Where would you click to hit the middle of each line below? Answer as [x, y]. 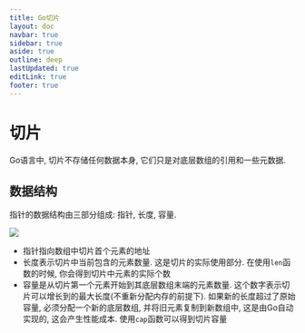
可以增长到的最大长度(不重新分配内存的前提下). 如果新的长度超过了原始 [163, 297]
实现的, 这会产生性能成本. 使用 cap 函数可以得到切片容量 [125, 319]
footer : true [34, 85]
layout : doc [32, 26]
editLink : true [38, 77]
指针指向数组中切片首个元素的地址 [86, 251]
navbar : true [34, 34]
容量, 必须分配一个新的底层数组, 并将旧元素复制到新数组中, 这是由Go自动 [158, 308]
